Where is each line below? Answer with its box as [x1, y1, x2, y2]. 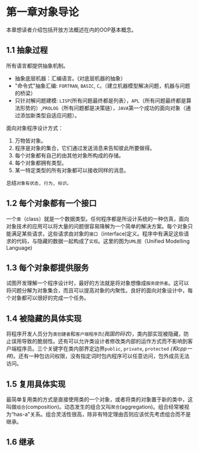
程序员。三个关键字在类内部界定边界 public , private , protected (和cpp [16, 345, 187, 352]
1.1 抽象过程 [6, 45, 49, 55]
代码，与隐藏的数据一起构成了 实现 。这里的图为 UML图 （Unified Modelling [16, 237, 190, 244]
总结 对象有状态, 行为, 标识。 [6, 179, 72, 186]
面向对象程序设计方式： [6, 124, 63, 131]
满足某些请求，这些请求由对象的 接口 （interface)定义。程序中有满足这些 [11, 230, 184, 237]
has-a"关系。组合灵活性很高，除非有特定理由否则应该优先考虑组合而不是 [14, 410, 191, 418]
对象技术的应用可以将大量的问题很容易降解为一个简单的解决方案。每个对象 [6, 222, 188, 230]
